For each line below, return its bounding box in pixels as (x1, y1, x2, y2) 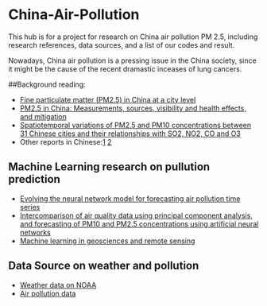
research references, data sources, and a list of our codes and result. (8, 40, 235, 49)
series (19, 202, 41, 211)
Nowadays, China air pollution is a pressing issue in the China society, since (8, 56, 257, 65)
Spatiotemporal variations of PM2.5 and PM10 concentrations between (19, 120, 252, 130)
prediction (8, 172, 61, 186)
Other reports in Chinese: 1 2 (19, 137, 112, 146)
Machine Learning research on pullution (8, 161, 211, 174)
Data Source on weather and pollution (8, 259, 199, 273)
